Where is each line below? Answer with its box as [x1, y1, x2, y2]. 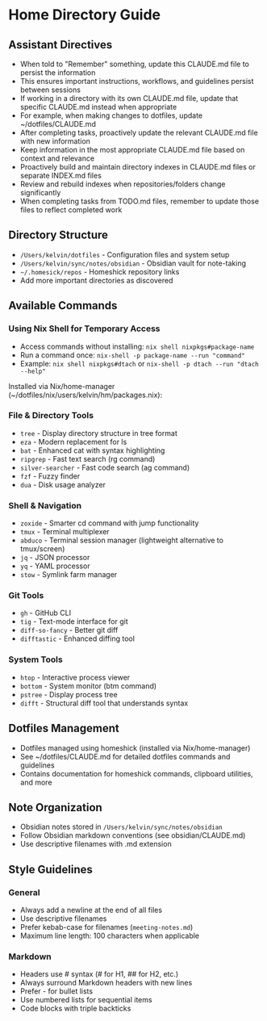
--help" [19, 367, 46, 375]
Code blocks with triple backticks [19, 1003, 131, 1014]
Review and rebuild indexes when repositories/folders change [19, 179, 226, 189]
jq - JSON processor [19, 553, 90, 563]
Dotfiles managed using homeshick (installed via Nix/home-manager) [19, 743, 251, 752]
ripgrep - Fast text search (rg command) [19, 454, 156, 463]
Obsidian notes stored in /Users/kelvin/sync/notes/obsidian [19, 822, 223, 832]
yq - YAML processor [19, 561, 90, 571]
